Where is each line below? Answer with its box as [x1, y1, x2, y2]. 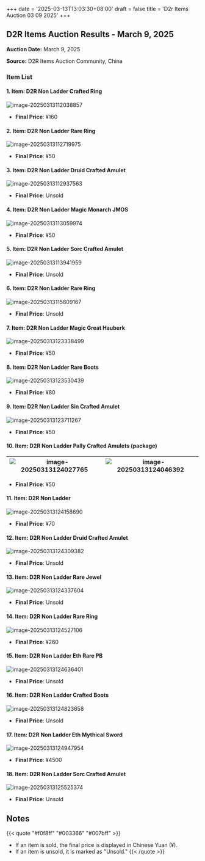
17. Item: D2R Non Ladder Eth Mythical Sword [6, 731, 123, 738]
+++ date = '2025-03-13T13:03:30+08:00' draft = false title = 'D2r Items [6, 5, 189, 12]
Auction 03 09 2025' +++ [6, 12, 71, 19]
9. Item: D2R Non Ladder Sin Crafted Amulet [6, 402, 120, 410]
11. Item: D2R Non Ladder [6, 495, 71, 502]
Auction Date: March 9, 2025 [6, 45, 81, 53]
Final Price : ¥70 [15, 520, 56, 527]
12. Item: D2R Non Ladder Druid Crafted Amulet [6, 534, 128, 541]
